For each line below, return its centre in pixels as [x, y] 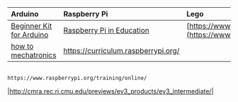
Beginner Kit [32, 26]
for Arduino [30, 35]
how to [22, 46]
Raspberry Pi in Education [107, 30]
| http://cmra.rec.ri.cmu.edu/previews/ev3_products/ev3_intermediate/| [110, 91]
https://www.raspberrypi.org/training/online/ [77, 78]
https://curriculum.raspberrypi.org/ [121, 51]
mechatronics [34, 55]
